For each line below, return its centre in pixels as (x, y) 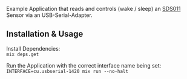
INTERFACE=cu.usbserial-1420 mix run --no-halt (67, 71)
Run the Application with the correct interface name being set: (84, 65)
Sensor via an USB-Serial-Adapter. (49, 15)
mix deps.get (23, 54)
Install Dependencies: (33, 48)
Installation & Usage (45, 34)
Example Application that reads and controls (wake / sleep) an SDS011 (93, 9)
